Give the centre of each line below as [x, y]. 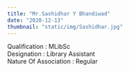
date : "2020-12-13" [36, 20]
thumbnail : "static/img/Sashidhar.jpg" [65, 27]
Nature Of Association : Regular [53, 62]
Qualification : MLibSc [39, 47]
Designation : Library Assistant [51, 54]
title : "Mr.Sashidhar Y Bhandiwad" [59, 14]
